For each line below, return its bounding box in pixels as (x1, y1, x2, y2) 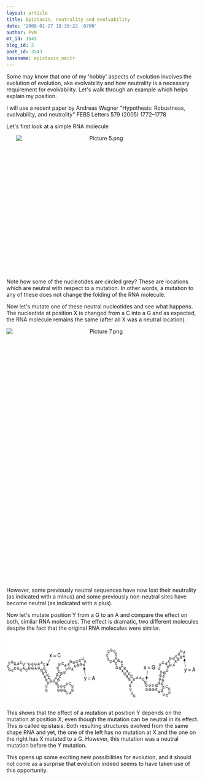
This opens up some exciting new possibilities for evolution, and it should (6, 753, 191, 760)
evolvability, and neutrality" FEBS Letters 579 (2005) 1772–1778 (6, 110, 167, 118)
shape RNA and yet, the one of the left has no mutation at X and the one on (6, 728, 196, 736)
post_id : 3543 (6, 49, 43, 55)
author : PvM (6, 29, 37, 36)
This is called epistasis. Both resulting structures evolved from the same (6, 722, 188, 729)
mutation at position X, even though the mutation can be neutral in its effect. (6, 715, 199, 723)
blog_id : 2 (6, 42, 34, 48)
